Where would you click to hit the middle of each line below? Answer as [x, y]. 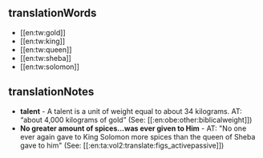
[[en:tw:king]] [42, 41]
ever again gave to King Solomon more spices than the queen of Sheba [138, 136]
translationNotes [51, 92]
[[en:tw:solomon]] [50, 67]
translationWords [53, 13]
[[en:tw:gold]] [42, 32]
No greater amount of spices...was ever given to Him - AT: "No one [133, 128]
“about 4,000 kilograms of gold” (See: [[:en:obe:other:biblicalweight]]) [136, 120]
